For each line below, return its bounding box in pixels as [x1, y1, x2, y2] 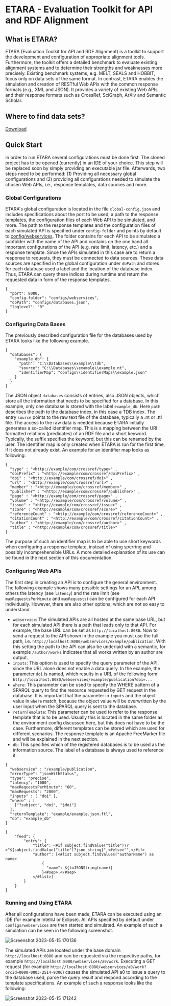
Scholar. [5, 97, 23, 103]
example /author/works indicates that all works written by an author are [12, 649, 163, 655]
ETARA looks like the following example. [5, 338, 89, 344]
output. [12, 654, 28, 660]
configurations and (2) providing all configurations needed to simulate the [5, 176, 160, 182]
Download [5, 125, 27, 132]
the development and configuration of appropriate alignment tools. [5, 54, 145, 60]
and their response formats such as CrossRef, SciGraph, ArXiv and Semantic [5, 92, 166, 98]
